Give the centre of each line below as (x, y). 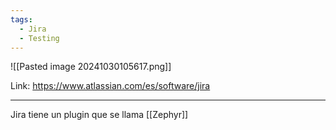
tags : (21, 19)
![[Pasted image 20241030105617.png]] (91, 67)
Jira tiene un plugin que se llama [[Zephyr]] (99, 115)
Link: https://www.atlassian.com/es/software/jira (110, 86)
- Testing (39, 38)
